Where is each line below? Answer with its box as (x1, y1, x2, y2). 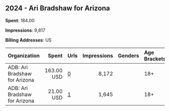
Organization (8, 52, 40, 59)
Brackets (144, 55, 166, 62)
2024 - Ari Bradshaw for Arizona (5, 4, 110, 13)
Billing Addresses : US (5, 37, 52, 43)
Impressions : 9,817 (5, 27, 46, 33)
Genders (118, 52, 139, 59)
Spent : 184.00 (5, 17, 35, 23)
